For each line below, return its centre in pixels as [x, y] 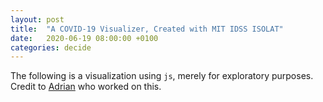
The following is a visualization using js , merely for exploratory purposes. [162, 76]
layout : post [37, 19]
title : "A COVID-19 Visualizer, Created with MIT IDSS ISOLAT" [147, 29]
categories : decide [51, 47]
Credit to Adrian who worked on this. [86, 87]
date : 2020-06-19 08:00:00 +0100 [84, 38]
